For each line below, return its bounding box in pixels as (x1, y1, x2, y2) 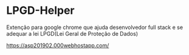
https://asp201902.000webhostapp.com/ (6, 42, 109, 49)
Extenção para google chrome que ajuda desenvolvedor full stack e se (6, 24, 184, 31)
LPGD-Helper (6, 4, 75, 18)
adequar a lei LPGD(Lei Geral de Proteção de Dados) (6, 30, 139, 37)
